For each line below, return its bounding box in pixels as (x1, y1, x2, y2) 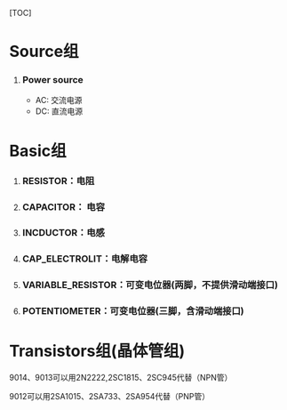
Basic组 (9, 141, 67, 161)
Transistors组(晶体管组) (9, 342, 186, 361)
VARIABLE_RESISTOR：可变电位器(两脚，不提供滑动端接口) (21, 279, 278, 292)
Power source (21, 74, 84, 86)
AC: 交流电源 (35, 95, 83, 106)
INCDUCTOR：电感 (21, 227, 105, 239)
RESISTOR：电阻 (21, 174, 95, 187)
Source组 (9, 42, 79, 61)
